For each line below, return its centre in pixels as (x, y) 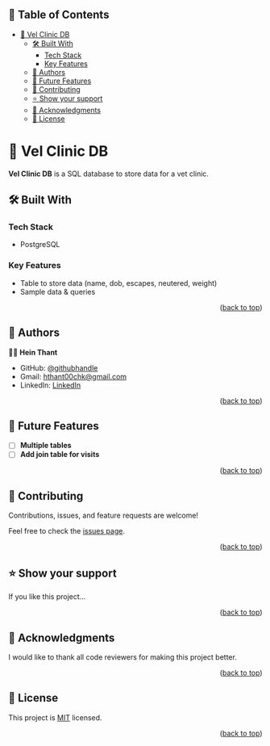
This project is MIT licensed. (55, 717)
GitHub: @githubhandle (59, 367)
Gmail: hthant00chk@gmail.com (73, 376)
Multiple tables (46, 446)
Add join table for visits (60, 455)
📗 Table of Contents (59, 15)
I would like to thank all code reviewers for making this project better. (123, 657)
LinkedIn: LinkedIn (50, 385)
